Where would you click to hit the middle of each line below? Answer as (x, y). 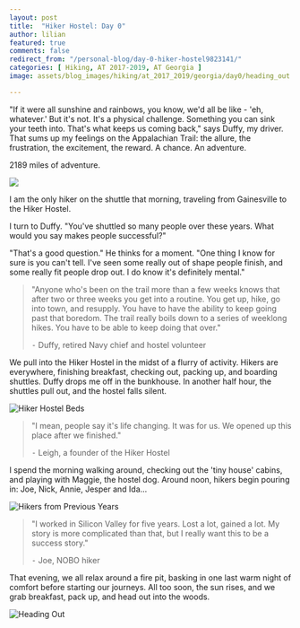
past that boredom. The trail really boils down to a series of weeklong (159, 318)
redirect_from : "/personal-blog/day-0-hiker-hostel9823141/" (126, 59)
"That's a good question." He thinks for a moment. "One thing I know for (142, 253)
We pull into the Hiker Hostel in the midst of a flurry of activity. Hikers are (144, 362)
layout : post (34, 17)
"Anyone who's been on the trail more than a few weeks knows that (155, 289)
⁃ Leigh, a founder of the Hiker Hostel (100, 452)
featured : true (38, 43)
